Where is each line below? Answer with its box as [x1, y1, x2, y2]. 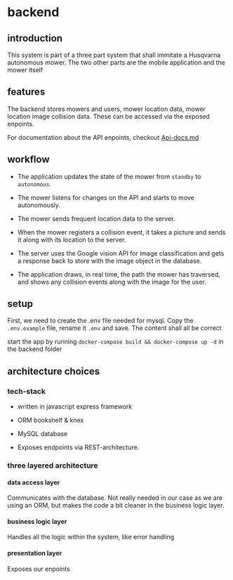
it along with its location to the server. [17, 235, 126, 244]
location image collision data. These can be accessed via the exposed [7, 112, 211, 120]
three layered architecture [7, 461, 98, 470]
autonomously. [17, 201, 61, 209]
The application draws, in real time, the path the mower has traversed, [17, 270, 221, 278]
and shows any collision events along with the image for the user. [17, 277, 207, 286]
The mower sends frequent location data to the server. [17, 214, 175, 223]
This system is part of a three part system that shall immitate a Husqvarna [7, 51, 221, 59]
